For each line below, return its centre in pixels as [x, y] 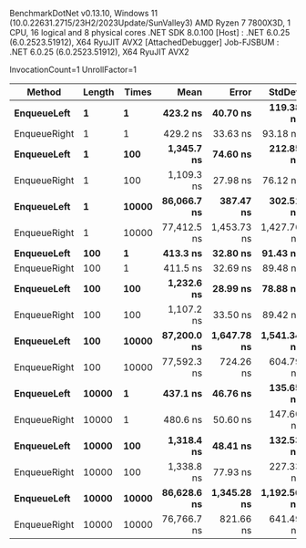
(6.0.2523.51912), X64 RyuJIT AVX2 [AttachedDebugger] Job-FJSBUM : [144, 42]
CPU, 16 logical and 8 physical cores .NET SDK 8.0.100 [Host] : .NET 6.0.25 [150, 32]
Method [44, 92]
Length [99, 92]
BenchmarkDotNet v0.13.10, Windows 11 [83, 13]
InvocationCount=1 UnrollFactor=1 [73, 69]
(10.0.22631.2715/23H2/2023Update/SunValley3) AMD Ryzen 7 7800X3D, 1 [150, 23]
